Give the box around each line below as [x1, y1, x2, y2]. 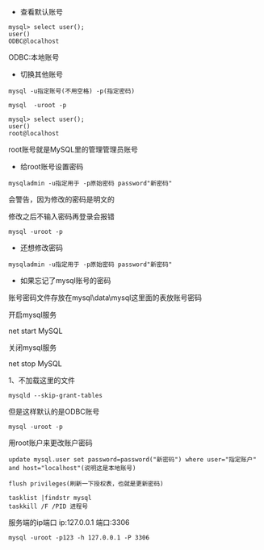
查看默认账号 [19, 7, 63, 16]
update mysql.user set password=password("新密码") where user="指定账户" [8, 456, 257, 464]
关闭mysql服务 [8, 343, 57, 352]
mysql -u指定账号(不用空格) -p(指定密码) [8, 87, 136, 95]
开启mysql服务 [8, 310, 57, 319]
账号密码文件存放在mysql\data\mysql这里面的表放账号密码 [8, 293, 202, 302]
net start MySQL [8, 326, 63, 335]
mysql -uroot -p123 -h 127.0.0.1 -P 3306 [8, 534, 150, 542]
